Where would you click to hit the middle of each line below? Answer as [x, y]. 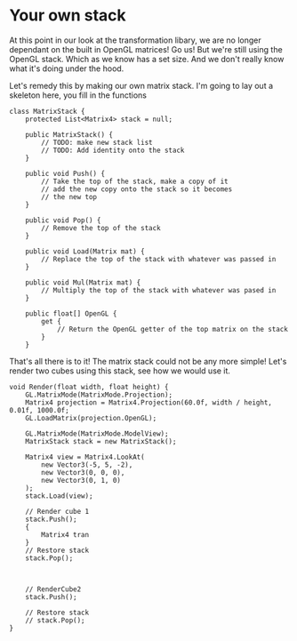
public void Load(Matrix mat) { [85, 251]
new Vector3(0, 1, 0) [81, 480]
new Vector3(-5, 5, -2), [87, 465]
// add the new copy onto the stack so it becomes [137, 189]
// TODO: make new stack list [97, 142]
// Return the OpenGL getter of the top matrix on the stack [173, 329]
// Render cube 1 [57, 511]
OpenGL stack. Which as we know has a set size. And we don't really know [147, 59]
